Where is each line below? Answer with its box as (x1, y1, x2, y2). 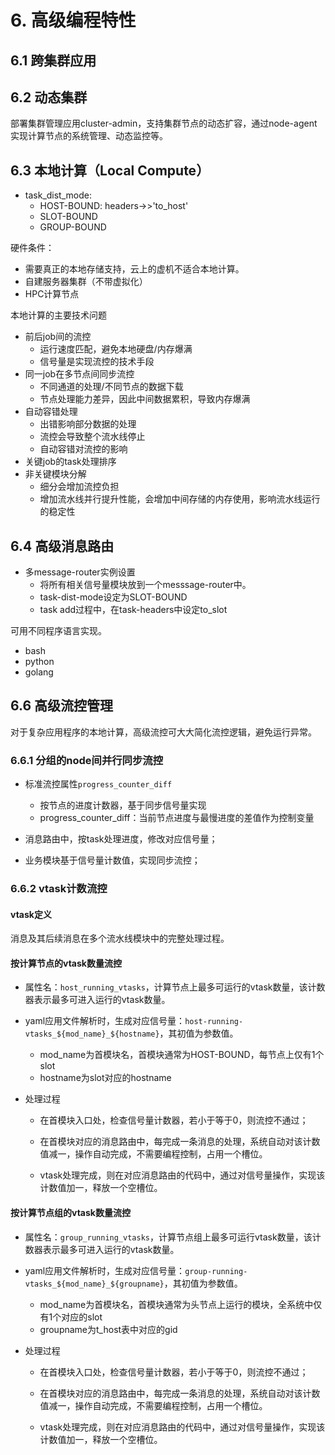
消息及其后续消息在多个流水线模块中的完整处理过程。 (10, 932, 230, 945)
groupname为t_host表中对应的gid (39, 1323, 178, 1335)
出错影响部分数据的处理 (39, 418, 137, 430)
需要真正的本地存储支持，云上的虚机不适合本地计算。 (24, 263, 245, 275)
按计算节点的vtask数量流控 (10, 957, 122, 969)
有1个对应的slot (39, 1311, 103, 1323)
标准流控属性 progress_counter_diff (24, 778, 173, 790)
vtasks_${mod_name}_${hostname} (24, 1029, 160, 1040)
